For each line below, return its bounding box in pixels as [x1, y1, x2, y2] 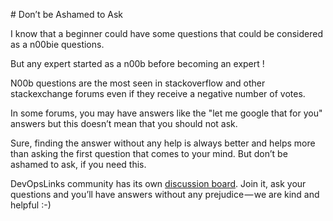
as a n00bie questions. [10, 39, 105, 50]
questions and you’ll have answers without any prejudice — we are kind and [10, 189, 320, 200]
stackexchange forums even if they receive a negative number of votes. [10, 88, 306, 99]
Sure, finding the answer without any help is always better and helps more [10, 137, 316, 149]
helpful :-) [10, 199, 52, 211]
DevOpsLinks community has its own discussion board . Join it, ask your [10, 178, 307, 189]
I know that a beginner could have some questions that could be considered [10, 28, 323, 39]
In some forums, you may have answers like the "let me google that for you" [10, 107, 323, 119]
